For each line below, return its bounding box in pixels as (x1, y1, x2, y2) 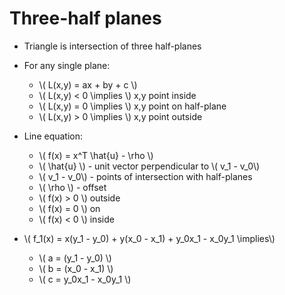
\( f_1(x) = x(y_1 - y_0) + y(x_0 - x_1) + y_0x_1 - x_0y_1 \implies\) (23, 232, 276, 244)
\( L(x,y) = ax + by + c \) (38, 78, 138, 91)
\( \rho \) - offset (38, 181, 107, 193)
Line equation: (23, 130, 84, 142)
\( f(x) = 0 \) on (38, 202, 101, 214)
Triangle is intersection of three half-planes (23, 40, 202, 52)
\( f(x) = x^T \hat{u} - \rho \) (38, 149, 154, 161)
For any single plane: (23, 59, 111, 71)
